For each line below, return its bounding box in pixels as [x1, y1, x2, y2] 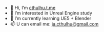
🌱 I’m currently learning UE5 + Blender [10, 15, 92, 21]
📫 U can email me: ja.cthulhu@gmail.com [10, 21, 99, 27]
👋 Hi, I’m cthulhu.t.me [10, 5, 56, 10]
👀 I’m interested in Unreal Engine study [10, 10, 92, 16]
